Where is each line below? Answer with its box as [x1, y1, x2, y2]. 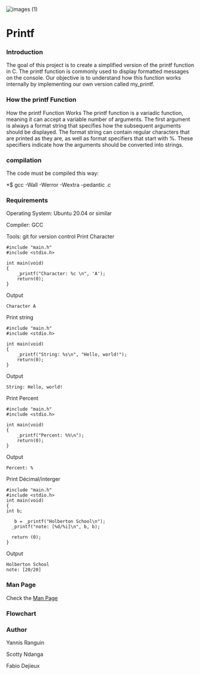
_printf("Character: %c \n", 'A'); [17, 271, 106, 277]
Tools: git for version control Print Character [6, 233, 115, 240]
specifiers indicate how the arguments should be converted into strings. [6, 141, 184, 148]
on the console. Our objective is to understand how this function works [6, 74, 181, 81]
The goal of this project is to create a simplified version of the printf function [6, 62, 195, 69]
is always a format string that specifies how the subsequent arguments [6, 122, 181, 129]
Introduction [6, 48, 43, 56]
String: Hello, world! [6, 384, 63, 391]
